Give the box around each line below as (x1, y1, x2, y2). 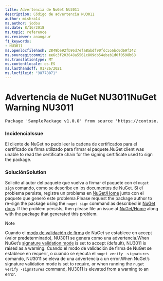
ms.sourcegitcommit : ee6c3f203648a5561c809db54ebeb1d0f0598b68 (5, 52, 136, 58)
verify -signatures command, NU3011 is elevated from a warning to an (5, 266, 149, 272)
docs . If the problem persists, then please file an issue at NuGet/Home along (5, 206, 159, 212)
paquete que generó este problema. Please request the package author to (5, 196, 152, 201)
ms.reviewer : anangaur (5, 35, 51, 40)
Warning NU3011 (5, 102, 74, 113)
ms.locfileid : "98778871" (5, 71, 57, 76)
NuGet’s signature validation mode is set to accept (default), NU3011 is (5, 240, 146, 246)
